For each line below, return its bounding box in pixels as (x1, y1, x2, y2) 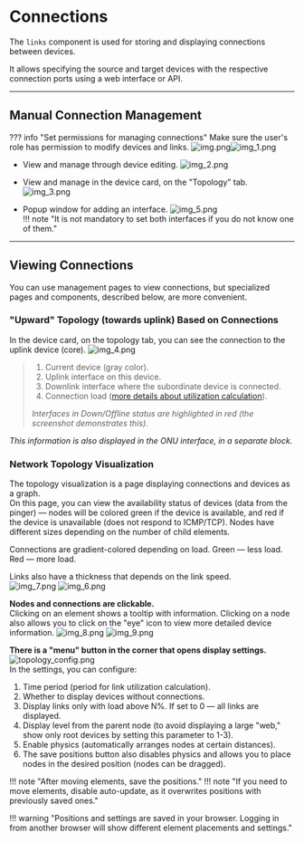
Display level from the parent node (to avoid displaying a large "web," (22, 720, 281, 731)
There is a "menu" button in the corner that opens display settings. (9, 645, 267, 655)
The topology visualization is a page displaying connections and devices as (9, 478, 291, 490)
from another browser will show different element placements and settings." (9, 822, 292, 834)
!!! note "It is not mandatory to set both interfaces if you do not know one (22, 213, 294, 224)
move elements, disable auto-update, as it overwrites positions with (9, 786, 261, 797)
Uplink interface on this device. (44, 371, 162, 382)
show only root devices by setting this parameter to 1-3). (22, 730, 233, 741)
